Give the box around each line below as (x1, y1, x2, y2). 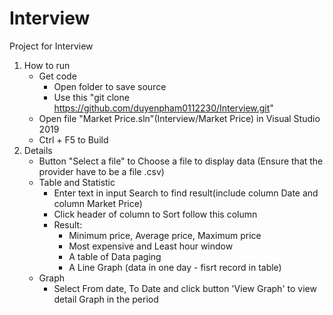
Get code (38, 70, 77, 82)
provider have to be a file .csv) (38, 165, 165, 177)
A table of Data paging (68, 250, 162, 262)
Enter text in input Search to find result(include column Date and (53, 187, 319, 199)
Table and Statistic (38, 176, 116, 188)
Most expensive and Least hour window (68, 240, 234, 252)
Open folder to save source (53, 80, 167, 92)
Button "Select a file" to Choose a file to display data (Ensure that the (38, 155, 324, 167)
